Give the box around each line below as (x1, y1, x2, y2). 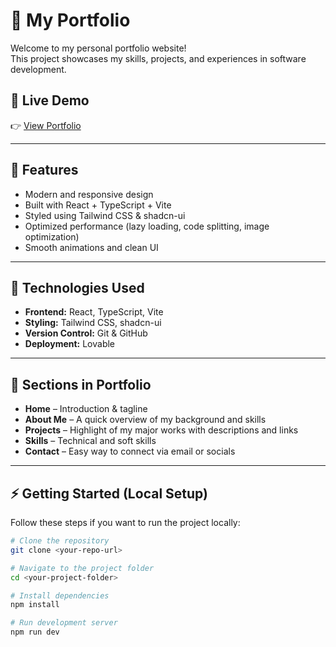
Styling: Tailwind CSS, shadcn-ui (24, 317, 162, 329)
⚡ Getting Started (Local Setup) (10, 485, 208, 502)
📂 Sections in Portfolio (10, 376, 152, 393)
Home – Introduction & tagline (24, 403, 148, 415)
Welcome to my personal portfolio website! (10, 42, 187, 54)
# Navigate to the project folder (10, 563, 155, 573)
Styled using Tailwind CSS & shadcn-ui (24, 209, 186, 221)
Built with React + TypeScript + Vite (24, 199, 172, 211)
